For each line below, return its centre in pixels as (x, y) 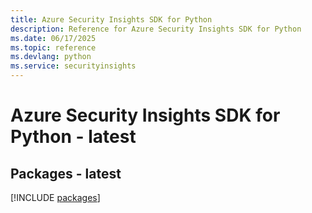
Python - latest (73, 137)
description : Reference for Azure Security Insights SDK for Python (156, 29)
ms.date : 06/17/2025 (53, 38)
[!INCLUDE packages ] (55, 197)
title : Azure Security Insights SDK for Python (111, 19)
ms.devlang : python (51, 57)
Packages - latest (66, 173)
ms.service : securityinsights (73, 66)
